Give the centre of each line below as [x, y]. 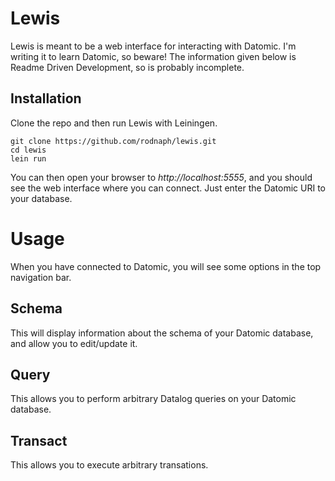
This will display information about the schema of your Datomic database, [162, 333]
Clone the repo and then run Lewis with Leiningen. [114, 123]
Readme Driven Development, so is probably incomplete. [127, 67]
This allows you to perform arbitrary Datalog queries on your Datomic [153, 399]
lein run [28, 158]
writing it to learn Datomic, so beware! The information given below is [153, 56]
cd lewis [28, 150]
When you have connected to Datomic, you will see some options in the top [166, 266]
